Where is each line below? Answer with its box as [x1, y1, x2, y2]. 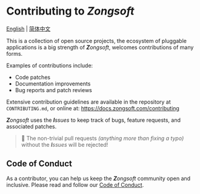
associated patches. [6, 122, 57, 130]
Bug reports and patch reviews [15, 86, 92, 93]
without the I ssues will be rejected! [21, 141, 108, 148]
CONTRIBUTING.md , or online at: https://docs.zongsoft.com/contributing [6, 104, 180, 112]
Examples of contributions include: [6, 62, 93, 69]
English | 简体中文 [6, 25, 51, 32]
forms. [6, 50, 23, 57]
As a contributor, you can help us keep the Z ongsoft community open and [6, 175, 191, 182]
